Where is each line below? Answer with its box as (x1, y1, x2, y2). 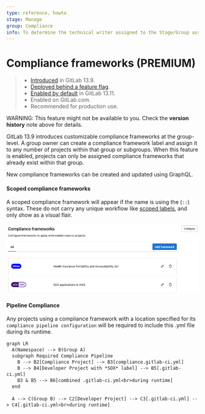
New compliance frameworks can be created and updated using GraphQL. (6, 171, 193, 178)
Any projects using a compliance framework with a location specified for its (6, 315, 196, 323)
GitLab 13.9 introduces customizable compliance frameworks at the (6, 133, 176, 140)
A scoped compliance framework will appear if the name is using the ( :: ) (6, 198, 190, 206)
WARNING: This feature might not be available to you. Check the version (6, 115, 189, 122)
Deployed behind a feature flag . (30, 83, 110, 91)
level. (6, 140, 20, 147)
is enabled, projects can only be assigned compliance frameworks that (6, 152, 184, 160)
